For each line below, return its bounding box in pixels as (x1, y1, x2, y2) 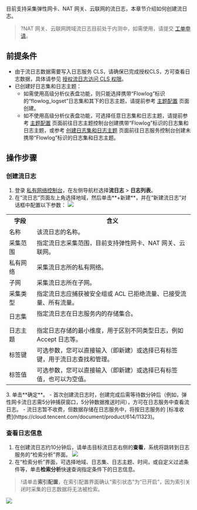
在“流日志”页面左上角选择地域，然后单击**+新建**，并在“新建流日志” (14, 194, 182, 201)
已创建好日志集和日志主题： (14, 82, 82, 89)
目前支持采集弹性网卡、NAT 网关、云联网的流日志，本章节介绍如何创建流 (6, 5, 182, 12)
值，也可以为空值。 (36, 375, 90, 383)
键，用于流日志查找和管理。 (36, 355, 113, 363)
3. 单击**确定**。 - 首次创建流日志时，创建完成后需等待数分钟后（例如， (6, 391, 182, 398)
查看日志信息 (6, 429, 43, 437)
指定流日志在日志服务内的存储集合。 (36, 309, 137, 318)
